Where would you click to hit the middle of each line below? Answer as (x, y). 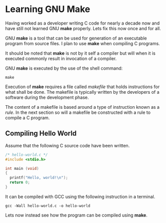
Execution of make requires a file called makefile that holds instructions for (82, 87)
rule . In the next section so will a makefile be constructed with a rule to (78, 112)
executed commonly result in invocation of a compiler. (61, 58)
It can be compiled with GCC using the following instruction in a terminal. (80, 196)
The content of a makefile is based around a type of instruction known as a (82, 107)
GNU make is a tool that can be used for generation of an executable (76, 38)
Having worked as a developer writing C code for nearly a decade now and (82, 23)
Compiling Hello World (41, 134)
